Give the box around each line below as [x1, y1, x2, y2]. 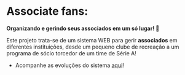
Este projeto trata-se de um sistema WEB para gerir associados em [6, 36, 178, 44]
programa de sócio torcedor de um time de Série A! [6, 49, 137, 57]
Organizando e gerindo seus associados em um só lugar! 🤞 [6, 25, 160, 32]
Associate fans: [6, 4, 89, 18]
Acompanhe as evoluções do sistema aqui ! [15, 61, 124, 69]
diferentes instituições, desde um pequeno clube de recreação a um [6, 43, 179, 50]
